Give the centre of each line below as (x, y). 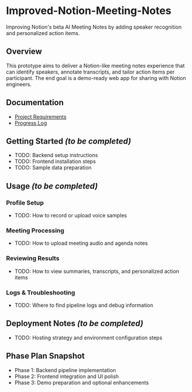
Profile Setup (25, 203)
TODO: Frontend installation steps (55, 161)
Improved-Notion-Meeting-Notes (89, 11)
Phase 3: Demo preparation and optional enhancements (81, 382)
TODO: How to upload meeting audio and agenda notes (81, 243)
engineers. (19, 84)
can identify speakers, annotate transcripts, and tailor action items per (90, 72)
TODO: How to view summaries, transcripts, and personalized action (97, 271)
